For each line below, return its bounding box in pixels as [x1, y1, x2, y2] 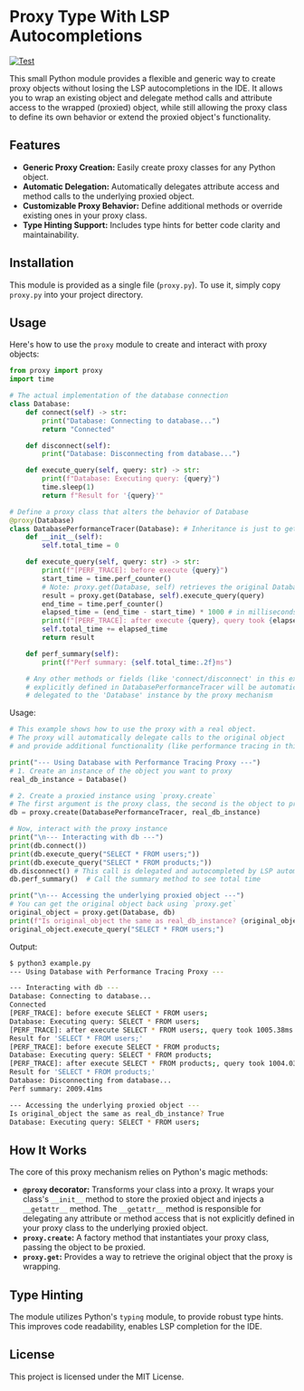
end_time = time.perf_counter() [42, 599, 165, 608]
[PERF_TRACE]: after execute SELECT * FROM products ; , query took [9, 1059, 265, 1069]
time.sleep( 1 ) [42, 482, 95, 491]
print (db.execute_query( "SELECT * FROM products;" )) [9, 858, 213, 867]
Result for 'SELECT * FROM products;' [9, 1068, 156, 1077]
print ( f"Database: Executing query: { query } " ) [42, 474, 221, 483]
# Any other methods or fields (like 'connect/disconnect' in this [25, 674, 285, 683]
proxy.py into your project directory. [9, 289, 143, 300]
